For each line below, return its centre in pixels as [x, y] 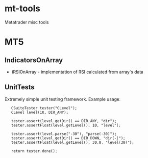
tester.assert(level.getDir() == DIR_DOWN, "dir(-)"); [68, 138]
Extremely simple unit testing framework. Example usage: [62, 99]
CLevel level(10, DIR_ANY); [40, 112]
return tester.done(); [34, 151]
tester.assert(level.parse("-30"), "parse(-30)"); [64, 134]
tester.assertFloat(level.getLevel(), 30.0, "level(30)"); [73, 142]
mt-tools [23, 9]
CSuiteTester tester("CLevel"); [44, 108]
